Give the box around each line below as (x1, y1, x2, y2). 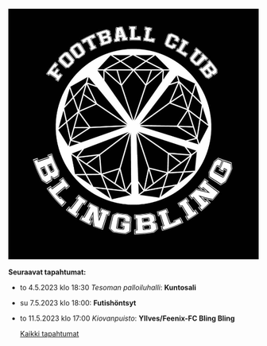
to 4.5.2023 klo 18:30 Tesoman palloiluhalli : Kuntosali (19, 283, 197, 292)
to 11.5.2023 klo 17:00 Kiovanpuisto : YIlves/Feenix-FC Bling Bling (19, 313, 235, 323)
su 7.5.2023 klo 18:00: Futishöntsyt (19, 298, 137, 307)
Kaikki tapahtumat (19, 329, 79, 338)
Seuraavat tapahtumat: (8, 267, 87, 277)
